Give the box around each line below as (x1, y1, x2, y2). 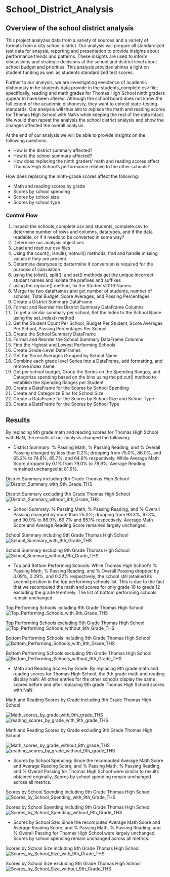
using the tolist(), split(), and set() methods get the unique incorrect (13, 272, 154, 278)
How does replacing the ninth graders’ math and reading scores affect (13, 158, 160, 164)
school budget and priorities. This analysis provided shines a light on (6, 64, 149, 70)
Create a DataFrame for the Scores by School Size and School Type (13, 396, 154, 402)
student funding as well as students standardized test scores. (6, 69, 134, 75)
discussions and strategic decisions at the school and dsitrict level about (6, 59, 157, 64)
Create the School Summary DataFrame (13, 331, 96, 337)
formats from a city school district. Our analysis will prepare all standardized (6, 43, 165, 49)
